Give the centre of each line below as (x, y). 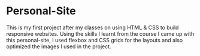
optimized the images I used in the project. (59, 46)
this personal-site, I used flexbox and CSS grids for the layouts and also (95, 40)
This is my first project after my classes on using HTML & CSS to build (93, 27)
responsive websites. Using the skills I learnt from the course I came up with (100, 33)
